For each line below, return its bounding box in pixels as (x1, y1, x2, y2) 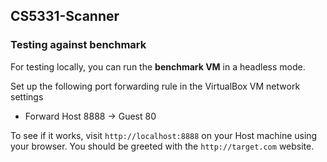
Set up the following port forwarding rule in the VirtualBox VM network (10, 80, 301, 92)
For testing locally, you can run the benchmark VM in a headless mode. (10, 60, 306, 73)
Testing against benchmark (10, 38, 147, 52)
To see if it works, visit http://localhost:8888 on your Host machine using (10, 129, 318, 141)
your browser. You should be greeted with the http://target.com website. (10, 140, 315, 152)
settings (10, 90, 44, 103)
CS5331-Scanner (10, 8, 120, 25)
